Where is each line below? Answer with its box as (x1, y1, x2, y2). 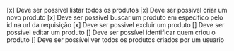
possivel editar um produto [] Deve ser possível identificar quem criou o (6, 28, 216, 36)
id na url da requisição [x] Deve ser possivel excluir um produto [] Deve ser (6, 21, 225, 29)
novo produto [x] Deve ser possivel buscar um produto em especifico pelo (6, 13, 223, 22)
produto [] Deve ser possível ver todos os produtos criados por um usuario (6, 36, 224, 44)
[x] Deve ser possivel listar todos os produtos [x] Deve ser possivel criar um (6, 6, 228, 14)
